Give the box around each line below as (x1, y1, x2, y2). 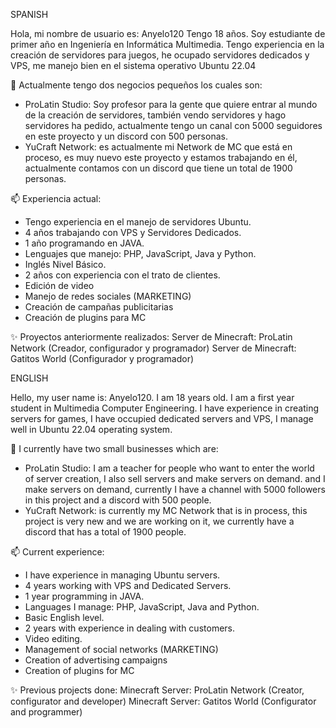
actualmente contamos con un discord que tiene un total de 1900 (24, 162, 293, 174)
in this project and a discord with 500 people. (24, 494, 212, 506)
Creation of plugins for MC (24, 665, 135, 676)
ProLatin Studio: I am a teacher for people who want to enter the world (24, 462, 315, 474)
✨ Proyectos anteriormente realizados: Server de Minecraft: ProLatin (10, 331, 293, 343)
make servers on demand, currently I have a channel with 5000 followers (24, 484, 326, 495)
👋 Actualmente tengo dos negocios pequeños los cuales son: (10, 79, 263, 91)
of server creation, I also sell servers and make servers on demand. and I (24, 473, 326, 484)
